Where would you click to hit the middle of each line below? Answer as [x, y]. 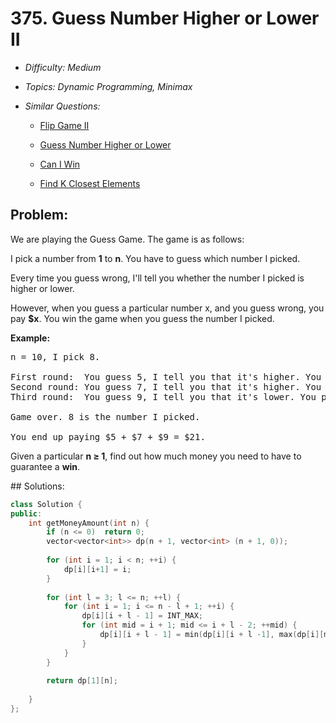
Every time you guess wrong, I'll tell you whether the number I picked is [157, 278]
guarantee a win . [45, 466]
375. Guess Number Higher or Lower [165, 18]
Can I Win [60, 164]
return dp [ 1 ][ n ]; [82, 681]
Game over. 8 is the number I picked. [105, 416]
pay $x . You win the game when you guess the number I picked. [142, 318]
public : [26, 513]
